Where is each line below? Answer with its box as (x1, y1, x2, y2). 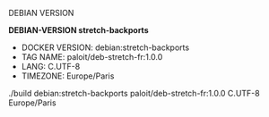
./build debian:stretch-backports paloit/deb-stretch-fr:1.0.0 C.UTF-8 (8, 88, 261, 98)
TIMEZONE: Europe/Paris (21, 71, 115, 81)
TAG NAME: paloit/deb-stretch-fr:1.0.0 (21, 52, 163, 62)
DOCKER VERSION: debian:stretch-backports (21, 42, 190, 53)
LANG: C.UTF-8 (21, 62, 81, 71)
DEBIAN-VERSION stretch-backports (8, 25, 149, 35)
